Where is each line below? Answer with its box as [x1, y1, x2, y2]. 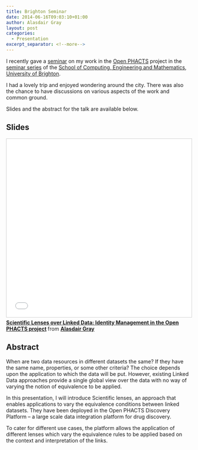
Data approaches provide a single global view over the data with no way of [6, 376, 187, 384]
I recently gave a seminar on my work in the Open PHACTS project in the [6, 57, 182, 65]
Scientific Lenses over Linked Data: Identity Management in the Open [6, 319, 179, 326]
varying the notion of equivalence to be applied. [6, 383, 122, 390]
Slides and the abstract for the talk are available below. [6, 105, 139, 112]
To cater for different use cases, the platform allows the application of [6, 424, 175, 431]
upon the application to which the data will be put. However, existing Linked [6, 370, 189, 377]
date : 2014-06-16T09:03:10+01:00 [6, 14, 88, 20]
